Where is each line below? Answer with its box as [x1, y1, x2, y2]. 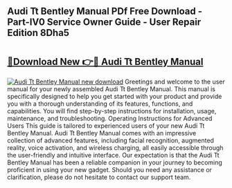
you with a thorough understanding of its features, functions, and [7, 100, 193, 108]
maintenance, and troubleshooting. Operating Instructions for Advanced [7, 114, 213, 122]
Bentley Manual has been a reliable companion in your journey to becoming [7, 158, 223, 167]
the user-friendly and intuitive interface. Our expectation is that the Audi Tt [7, 151, 220, 159]
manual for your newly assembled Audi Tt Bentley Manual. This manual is [7, 85, 216, 93]
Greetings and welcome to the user [124, 77, 225, 86]
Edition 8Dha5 [7, 27, 70, 39]
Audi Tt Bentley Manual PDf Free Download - [7, 6, 203, 17]
